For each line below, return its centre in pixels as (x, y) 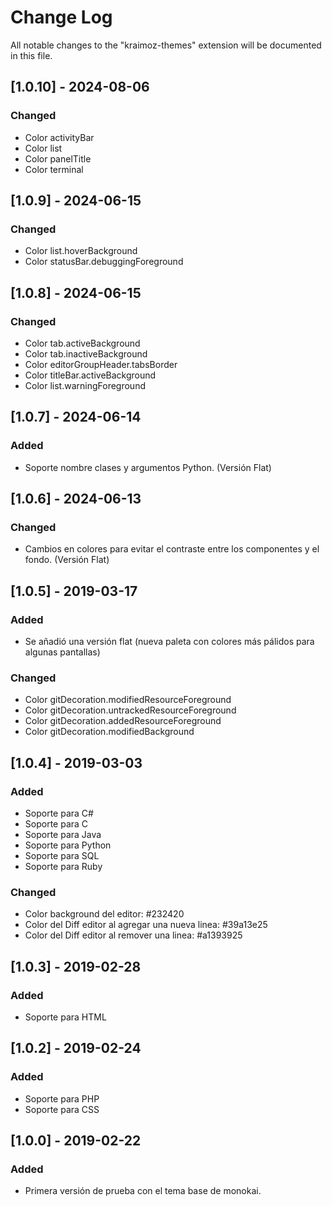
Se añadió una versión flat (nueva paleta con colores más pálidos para (169, 642)
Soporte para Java (63, 835)
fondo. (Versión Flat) (67, 560)
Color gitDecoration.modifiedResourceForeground (128, 700)
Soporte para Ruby (63, 867)
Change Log (61, 17)
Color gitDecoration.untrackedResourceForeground (130, 710)
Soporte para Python (68, 845)
